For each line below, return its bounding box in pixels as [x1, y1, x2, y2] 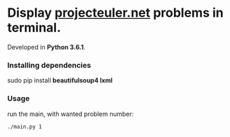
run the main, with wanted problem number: [7, 110, 135, 118]
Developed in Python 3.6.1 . [7, 43, 86, 51]
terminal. [7, 20, 62, 36]
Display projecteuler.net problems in [7, 5, 224, 21]
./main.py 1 [7, 123, 42, 130]
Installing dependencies [7, 60, 91, 70]
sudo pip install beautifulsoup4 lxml [7, 76, 113, 85]
